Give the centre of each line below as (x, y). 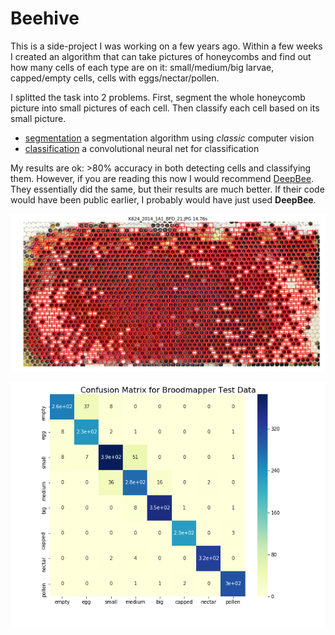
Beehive (45, 18)
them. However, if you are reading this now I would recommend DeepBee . (162, 178)
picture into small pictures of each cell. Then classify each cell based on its (165, 108)
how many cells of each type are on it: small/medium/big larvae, (142, 67)
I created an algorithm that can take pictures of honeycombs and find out (161, 56)
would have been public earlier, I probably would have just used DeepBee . (163, 199)
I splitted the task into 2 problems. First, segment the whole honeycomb (158, 97)
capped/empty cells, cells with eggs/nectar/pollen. (115, 78)
